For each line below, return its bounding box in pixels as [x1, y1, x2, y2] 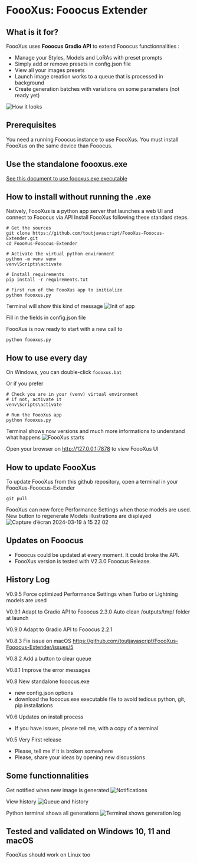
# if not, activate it [6, 396, 62, 403]
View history [6, 798, 37, 805]
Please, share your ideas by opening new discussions [14, 753, 146, 761]
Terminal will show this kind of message [6, 303, 103, 310]
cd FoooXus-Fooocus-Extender [6, 241, 78, 247]
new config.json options [14, 689, 74, 696]
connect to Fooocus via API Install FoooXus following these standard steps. [6, 214, 189, 221]
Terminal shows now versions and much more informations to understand [6, 428, 185, 435]
